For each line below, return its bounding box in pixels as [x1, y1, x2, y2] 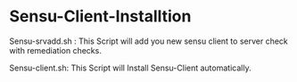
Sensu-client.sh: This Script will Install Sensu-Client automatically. [9, 62, 252, 73]
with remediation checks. [9, 45, 103, 55]
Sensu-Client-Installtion [9, 6, 192, 27]
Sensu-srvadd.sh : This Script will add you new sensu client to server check [9, 36, 288, 46]
